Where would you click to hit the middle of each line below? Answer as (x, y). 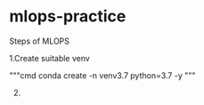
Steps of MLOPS (39, 41)
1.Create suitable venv (50, 58)
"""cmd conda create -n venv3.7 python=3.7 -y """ (102, 75)
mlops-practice (68, 16)
